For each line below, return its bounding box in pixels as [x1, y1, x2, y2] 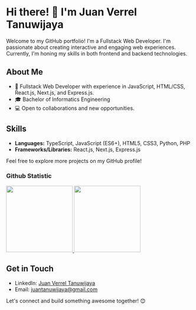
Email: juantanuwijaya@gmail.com [14, 286, 98, 293]
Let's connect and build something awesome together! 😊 [6, 297, 146, 304]
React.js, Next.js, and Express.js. [14, 89, 94, 96]
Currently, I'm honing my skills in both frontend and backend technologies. [6, 50, 188, 57]
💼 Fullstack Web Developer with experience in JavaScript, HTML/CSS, [14, 83, 185, 90]
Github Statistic [6, 172, 52, 180]
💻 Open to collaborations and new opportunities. [14, 105, 135, 112]
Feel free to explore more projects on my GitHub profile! [6, 157, 142, 164]
